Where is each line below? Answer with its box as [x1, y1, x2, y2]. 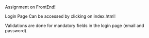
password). [5, 28, 28, 33]
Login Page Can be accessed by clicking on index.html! [5, 13, 116, 19]
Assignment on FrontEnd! [5, 4, 56, 10]
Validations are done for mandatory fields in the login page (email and [5, 23, 145, 28]
